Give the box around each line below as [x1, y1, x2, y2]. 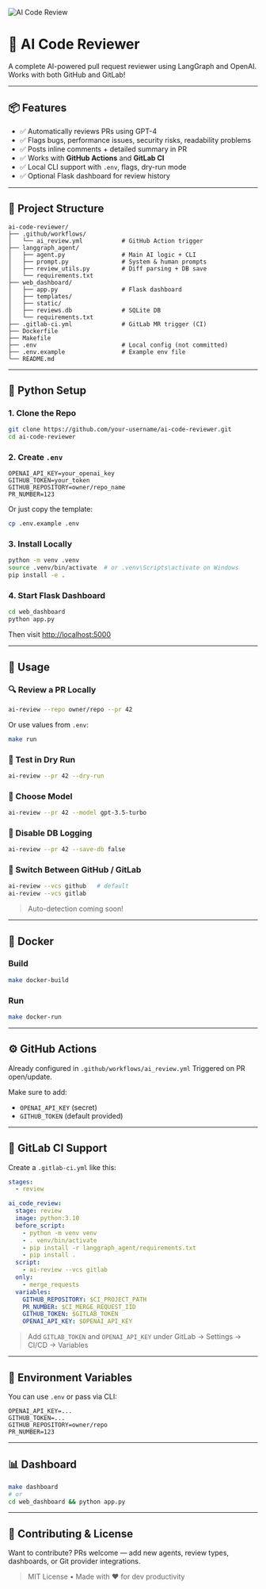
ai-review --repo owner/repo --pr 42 [8, 705, 133, 713]
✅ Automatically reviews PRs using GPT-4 [19, 126, 157, 136]
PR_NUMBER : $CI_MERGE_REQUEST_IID [22, 1303, 136, 1311]
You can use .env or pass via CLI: [8, 1391, 117, 1401]
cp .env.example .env [8, 520, 80, 528]
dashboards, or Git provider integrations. [8, 1556, 141, 1566]
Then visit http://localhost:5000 [8, 630, 112, 639]
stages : [8, 1178, 34, 1186]
